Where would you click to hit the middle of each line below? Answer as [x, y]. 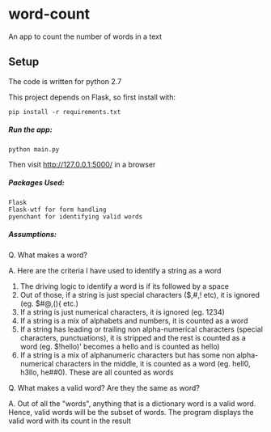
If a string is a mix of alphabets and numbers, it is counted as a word [134, 320]
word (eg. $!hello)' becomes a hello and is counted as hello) [120, 346]
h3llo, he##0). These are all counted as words [97, 372]
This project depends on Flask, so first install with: [92, 97]
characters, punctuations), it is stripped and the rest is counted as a [133, 337]
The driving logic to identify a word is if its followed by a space [124, 286]
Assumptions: [33, 235]
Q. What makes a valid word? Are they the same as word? [104, 388]
